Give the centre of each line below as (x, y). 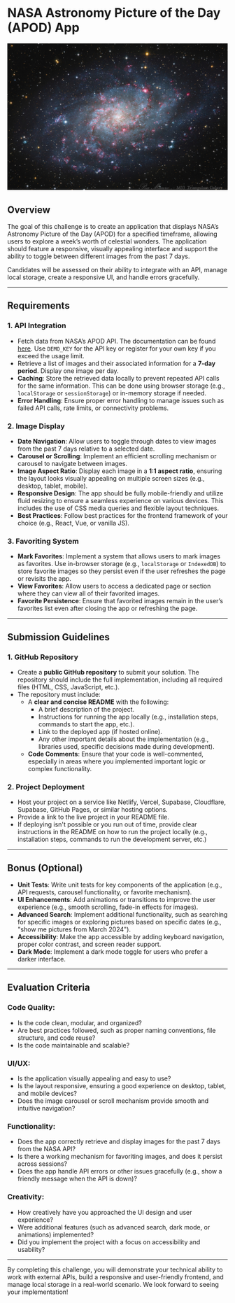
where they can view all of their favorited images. (88, 593)
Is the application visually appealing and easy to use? (94, 1078)
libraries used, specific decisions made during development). (126, 746)
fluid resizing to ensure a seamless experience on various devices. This (120, 500)
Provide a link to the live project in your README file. (93, 817)
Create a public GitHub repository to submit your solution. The (108, 672)
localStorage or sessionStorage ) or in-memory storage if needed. (112, 393)
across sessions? (42, 1164)
